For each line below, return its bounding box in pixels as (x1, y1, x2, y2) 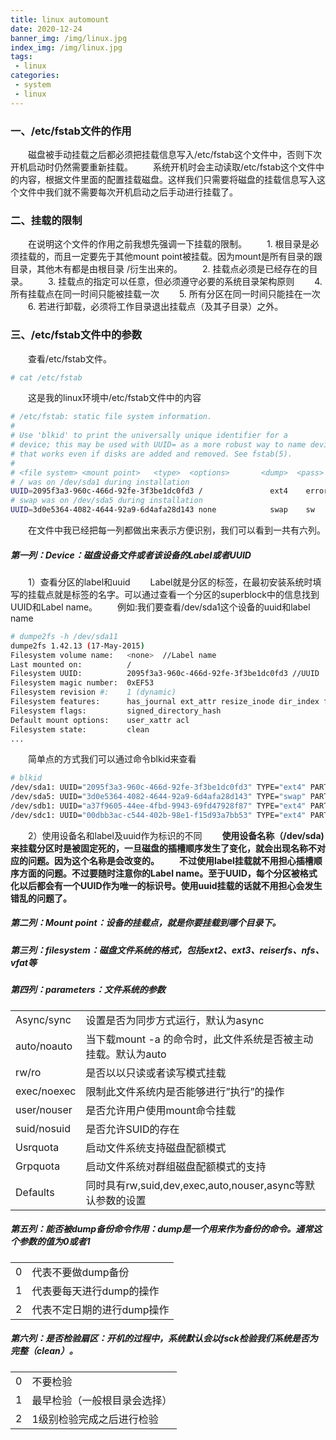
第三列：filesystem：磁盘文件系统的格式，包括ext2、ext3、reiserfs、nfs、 (10, 944, 325, 956)
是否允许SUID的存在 (85, 1122, 180, 1136)
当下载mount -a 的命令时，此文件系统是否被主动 (85, 1032, 314, 1046)
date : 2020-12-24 (10, 24, 83, 34)
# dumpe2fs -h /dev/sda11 (10, 631, 118, 641)
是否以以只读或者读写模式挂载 (85, 1066, 227, 1080)
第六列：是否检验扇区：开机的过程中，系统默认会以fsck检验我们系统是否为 (10, 1332, 318, 1345)
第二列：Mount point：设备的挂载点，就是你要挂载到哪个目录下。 (10, 917, 282, 929)
